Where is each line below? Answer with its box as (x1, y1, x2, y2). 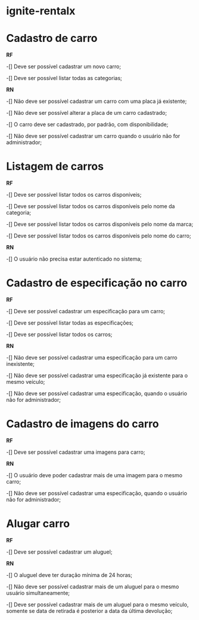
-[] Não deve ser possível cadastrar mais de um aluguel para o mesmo (6, 583, 179, 590)
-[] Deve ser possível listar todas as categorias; (6, 75, 122, 82)
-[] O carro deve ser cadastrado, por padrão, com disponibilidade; (6, 121, 169, 128)
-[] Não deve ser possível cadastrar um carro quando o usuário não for (6, 133, 181, 140)
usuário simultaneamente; (6, 589, 70, 596)
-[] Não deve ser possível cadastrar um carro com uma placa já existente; (6, 97, 187, 105)
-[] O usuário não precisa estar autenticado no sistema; (6, 255, 142, 262)
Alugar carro (6, 517, 70, 530)
